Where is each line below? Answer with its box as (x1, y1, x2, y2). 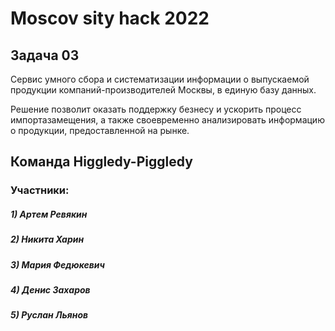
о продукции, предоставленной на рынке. (10, 125, 190, 136)
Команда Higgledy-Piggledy (10, 153, 193, 171)
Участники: (10, 183, 70, 197)
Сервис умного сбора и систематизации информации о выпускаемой (10, 73, 310, 85)
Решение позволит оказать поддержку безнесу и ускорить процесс (10, 103, 302, 115)
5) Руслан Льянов (10, 309, 89, 321)
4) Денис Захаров (10, 284, 91, 296)
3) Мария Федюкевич (10, 258, 106, 271)
